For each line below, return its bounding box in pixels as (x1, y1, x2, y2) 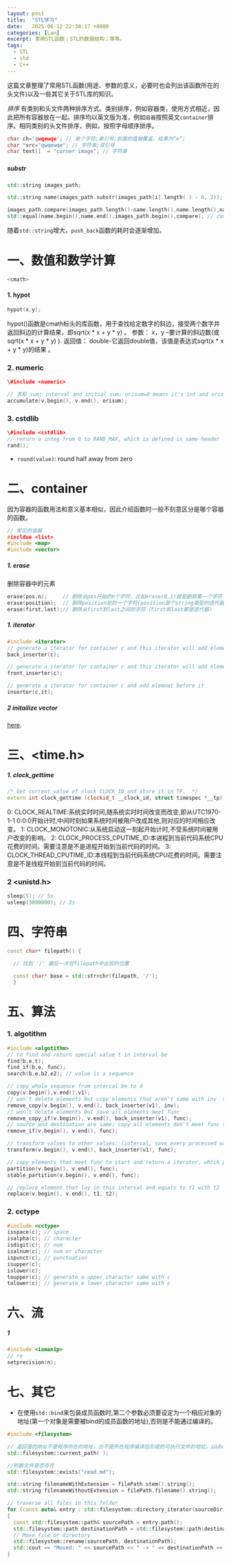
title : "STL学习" (7, 17, 58, 23)
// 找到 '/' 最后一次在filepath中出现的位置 (13, 960, 129, 967)
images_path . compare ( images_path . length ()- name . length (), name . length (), (7, 207, 220, 213)
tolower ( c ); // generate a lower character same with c (7, 1280, 170, 1287)
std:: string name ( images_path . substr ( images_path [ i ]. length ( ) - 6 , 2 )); (7, 194, 223, 201)
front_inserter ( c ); (7, 670, 63, 677)
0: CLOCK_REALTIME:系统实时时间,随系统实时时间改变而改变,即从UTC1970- (7, 807, 221, 816)
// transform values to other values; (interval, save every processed (7, 1140, 217, 1147)
